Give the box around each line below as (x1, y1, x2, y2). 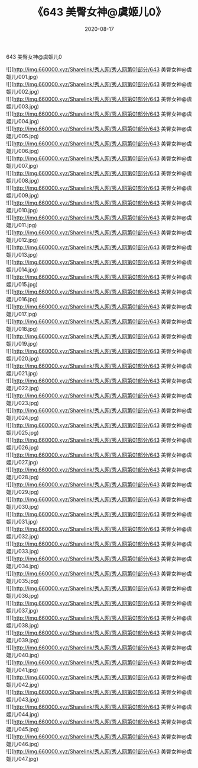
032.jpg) (18, 533, 40, 540)
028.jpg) (18, 473, 40, 480)
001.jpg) (18, 73, 38, 80)
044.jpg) (18, 710, 40, 718)
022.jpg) (18, 384, 40, 391)
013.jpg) (18, 251, 38, 258)
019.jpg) (18, 340, 38, 347)
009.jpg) (18, 192, 40, 199)
